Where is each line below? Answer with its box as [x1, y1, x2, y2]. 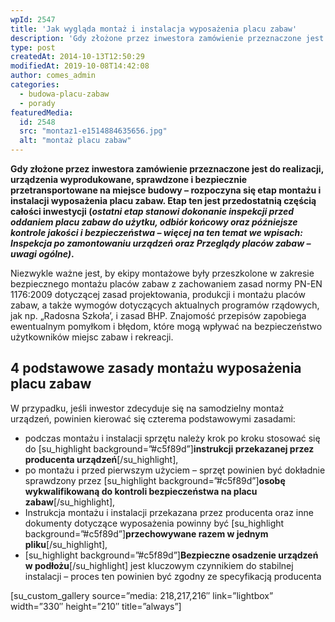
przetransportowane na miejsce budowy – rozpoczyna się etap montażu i [10, 184, 322, 196]
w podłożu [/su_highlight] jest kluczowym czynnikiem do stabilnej [24, 559, 294, 571]
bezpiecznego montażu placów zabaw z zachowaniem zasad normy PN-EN [10, 278, 323, 290]
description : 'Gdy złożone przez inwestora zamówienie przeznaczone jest [10, 33, 325, 43]
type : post [10, 42, 56, 53]
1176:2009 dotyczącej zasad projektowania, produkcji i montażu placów [10, 289, 306, 300]
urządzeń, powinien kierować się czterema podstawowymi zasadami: [10, 412, 296, 425]
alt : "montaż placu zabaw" [19, 136, 132, 146]
